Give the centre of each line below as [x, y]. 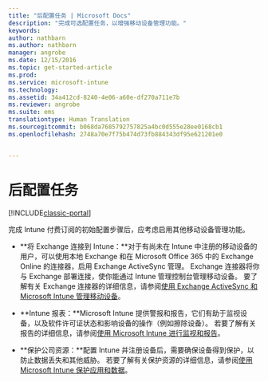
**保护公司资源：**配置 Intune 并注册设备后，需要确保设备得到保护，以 [137, 350]
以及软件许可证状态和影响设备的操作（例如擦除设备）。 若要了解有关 [145, 323]
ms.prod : [23, 75]
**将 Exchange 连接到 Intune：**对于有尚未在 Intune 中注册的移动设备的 [138, 246]
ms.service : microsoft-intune [59, 82]
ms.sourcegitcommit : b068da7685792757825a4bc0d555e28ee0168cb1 [116, 127]
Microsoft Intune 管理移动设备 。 [72, 296]
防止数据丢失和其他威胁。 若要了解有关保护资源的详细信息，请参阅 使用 [136, 360]
